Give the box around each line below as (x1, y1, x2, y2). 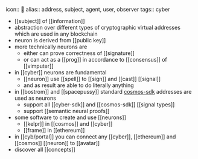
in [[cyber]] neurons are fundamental (14, 69, 107, 76)
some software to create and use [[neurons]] (14, 114, 126, 121)
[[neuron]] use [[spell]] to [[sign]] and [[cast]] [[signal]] (23, 76, 161, 82)
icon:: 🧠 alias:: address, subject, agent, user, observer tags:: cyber (5, 6, 170, 13)
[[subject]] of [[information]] (14, 18, 85, 24)
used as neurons (14, 94, 57, 102)
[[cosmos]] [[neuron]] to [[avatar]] (14, 140, 100, 146)
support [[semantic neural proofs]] (23, 108, 110, 114)
